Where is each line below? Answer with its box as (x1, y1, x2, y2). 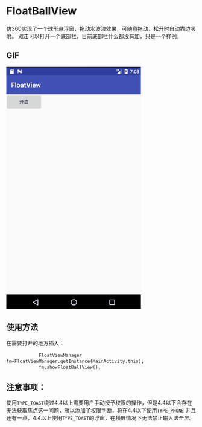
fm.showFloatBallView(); (38, 364, 101, 370)
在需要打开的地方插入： (6, 339, 65, 347)
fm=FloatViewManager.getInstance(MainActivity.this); (6, 358, 145, 364)
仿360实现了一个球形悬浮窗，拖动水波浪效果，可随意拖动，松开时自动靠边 (6, 25, 191, 32)
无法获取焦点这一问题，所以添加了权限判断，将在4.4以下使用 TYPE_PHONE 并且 (6, 406, 197, 414)
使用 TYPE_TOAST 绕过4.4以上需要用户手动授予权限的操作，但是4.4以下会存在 (6, 399, 192, 406)
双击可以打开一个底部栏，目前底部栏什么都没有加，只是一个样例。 (17, 32, 182, 40)
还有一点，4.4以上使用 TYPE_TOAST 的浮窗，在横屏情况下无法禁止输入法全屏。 (6, 414, 195, 422)
